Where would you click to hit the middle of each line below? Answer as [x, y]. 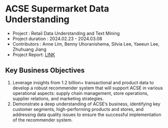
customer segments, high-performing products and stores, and [78, 109]
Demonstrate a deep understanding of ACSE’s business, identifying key [87, 104]
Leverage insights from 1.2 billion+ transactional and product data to [83, 82]
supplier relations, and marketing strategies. [58, 98]
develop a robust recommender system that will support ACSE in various [88, 88]
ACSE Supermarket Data [57, 9]
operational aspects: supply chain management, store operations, [80, 93]
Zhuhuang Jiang [29, 49]
